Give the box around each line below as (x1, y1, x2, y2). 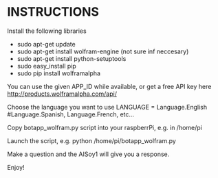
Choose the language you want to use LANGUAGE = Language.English (7, 103, 208, 111)
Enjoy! (7, 163, 25, 171)
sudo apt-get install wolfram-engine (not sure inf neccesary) (17, 47, 189, 55)
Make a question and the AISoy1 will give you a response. (7, 150, 170, 158)
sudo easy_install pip (17, 62, 77, 70)
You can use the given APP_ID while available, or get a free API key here (7, 82, 212, 90)
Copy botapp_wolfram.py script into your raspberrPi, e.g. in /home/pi (7, 123, 203, 131)
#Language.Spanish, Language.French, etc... (7, 110, 135, 118)
